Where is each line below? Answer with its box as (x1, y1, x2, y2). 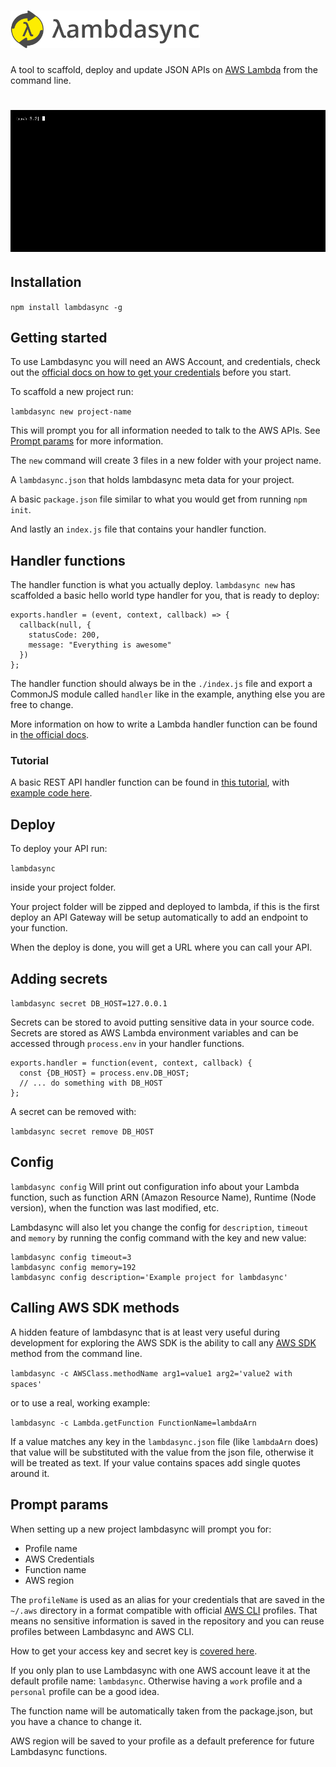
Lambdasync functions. (10, 1745, 108, 1757)
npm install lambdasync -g (10, 302, 123, 312)
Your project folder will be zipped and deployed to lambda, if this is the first (10, 901, 320, 913)
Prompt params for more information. (10, 435, 164, 447)
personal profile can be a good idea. (10, 1685, 160, 1697)
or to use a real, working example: (10, 1396, 151, 1409)
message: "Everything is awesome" (28, 640, 172, 650)
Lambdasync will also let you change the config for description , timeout (10, 1221, 309, 1233)
